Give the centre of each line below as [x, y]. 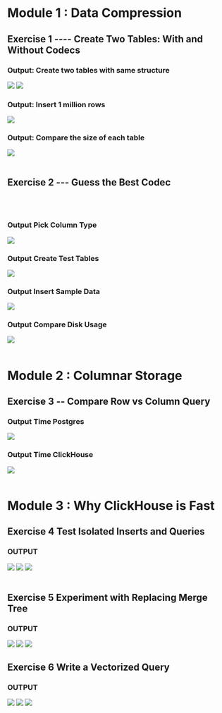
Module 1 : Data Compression [94, 13]
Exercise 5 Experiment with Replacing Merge [107, 597]
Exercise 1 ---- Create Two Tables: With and [105, 39]
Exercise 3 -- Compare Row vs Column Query [109, 402]
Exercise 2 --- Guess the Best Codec [89, 182]
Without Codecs [44, 50]
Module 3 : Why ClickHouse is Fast [111, 505]
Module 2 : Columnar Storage [95, 376]
